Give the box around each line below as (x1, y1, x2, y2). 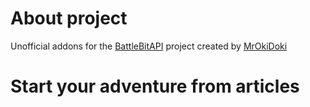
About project (10, 7, 128, 30)
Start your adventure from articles (10, 75, 300, 98)
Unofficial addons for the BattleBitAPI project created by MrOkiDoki (10, 40, 288, 52)
